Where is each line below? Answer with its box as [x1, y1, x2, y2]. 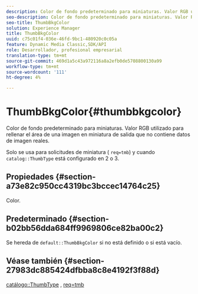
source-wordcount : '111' [6, 69, 67, 75]
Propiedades [6, 172, 54, 182]
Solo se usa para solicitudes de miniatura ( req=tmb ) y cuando [6, 149, 155, 156]
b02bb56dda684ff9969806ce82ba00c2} [6, 223, 164, 233]
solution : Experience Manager [6, 25, 81, 31]
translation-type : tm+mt [6, 53, 67, 58]
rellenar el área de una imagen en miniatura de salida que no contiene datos [6, 131, 190, 138]
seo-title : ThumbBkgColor [6, 19, 70, 25]
